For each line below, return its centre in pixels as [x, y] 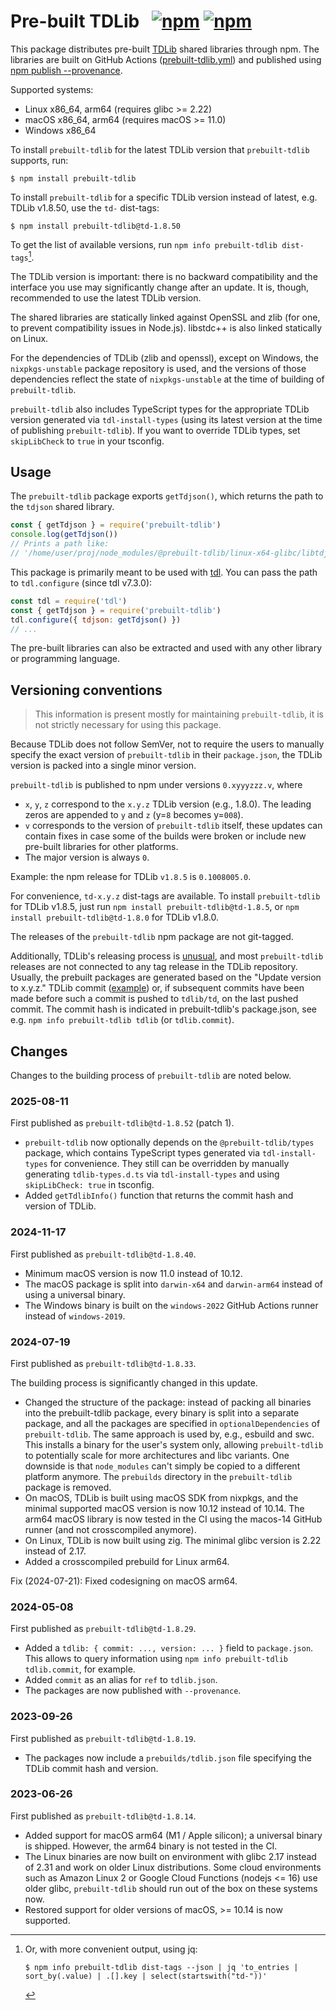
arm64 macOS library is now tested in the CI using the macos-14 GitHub [173, 1519]
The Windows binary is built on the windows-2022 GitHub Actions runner [171, 1305]
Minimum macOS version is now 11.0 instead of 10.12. [133, 1273]
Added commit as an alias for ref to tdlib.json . [121, 1680]
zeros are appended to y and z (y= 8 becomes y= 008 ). [134, 815]
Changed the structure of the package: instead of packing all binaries [168, 1402]
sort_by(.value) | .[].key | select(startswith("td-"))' [146, 1976]
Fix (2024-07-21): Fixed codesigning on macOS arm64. [124, 1581]
